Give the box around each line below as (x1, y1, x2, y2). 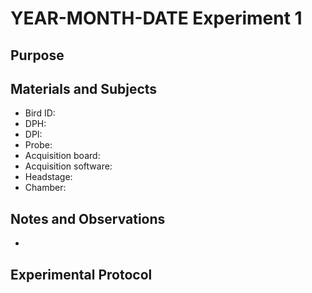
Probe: (24, 139, 53, 151)
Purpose (10, 47, 65, 64)
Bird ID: (24, 107, 56, 119)
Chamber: (24, 182, 67, 194)
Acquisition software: (24, 160, 113, 172)
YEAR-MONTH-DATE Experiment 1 (10, 7, 303, 30)
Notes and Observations (10, 210, 166, 227)
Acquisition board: (24, 150, 101, 162)
